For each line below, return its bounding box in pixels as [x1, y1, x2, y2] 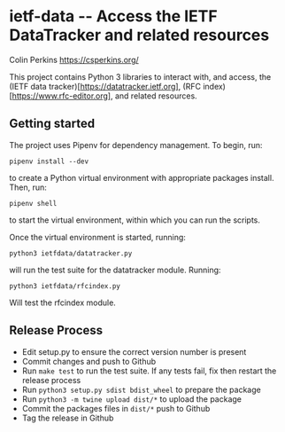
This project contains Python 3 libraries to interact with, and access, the [9, 71, 272, 82]
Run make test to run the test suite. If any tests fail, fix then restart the [21, 365, 277, 376]
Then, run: [9, 182, 47, 192]
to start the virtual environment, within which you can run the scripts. [9, 215, 261, 225]
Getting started [9, 116, 96, 131]
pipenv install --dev [9, 157, 89, 166]
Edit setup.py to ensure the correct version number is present [21, 346, 247, 357]
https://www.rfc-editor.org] [12, 90, 112, 101]
